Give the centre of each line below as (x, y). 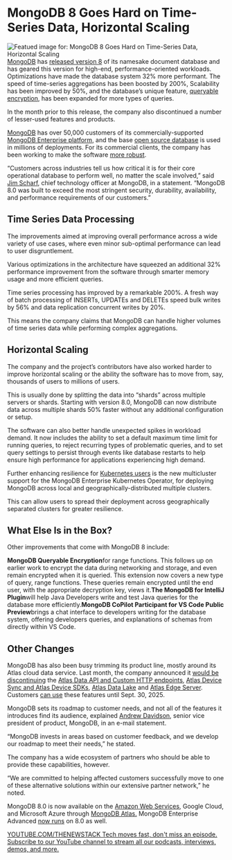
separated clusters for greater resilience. (65, 508)
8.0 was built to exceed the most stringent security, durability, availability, (112, 190)
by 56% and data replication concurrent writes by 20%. (87, 307)
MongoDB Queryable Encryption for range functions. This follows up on (110, 560)
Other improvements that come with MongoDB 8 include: (88, 547)
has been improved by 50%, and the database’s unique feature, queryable (113, 91)
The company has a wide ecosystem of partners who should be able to (109, 757)
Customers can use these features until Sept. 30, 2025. (86, 695)
